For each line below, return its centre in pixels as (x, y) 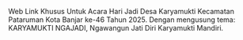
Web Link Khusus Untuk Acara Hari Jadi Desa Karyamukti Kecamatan (121, 11)
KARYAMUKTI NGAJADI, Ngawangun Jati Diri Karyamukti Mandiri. (116, 28)
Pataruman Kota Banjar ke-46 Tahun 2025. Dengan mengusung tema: (122, 20)
